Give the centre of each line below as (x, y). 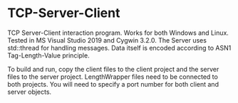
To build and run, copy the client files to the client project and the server (113, 69)
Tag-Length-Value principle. (49, 55)
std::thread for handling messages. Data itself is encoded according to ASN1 (119, 48)
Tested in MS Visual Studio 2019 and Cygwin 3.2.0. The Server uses (107, 40)
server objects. (30, 92)
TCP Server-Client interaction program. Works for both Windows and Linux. (118, 33)
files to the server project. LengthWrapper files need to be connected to (113, 77)
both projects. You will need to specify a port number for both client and (113, 84)
